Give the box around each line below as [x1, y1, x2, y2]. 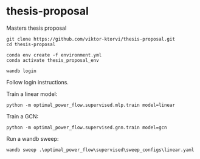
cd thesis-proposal [6, 41, 56, 47]
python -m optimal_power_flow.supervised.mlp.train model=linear [6, 102, 175, 108]
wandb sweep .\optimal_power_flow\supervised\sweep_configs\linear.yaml [6, 147, 195, 153]
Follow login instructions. [6, 78, 69, 86]
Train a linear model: [6, 90, 58, 98]
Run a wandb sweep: [6, 135, 59, 142]
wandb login [6, 68, 36, 74]
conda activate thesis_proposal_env [6, 57, 99, 63]
